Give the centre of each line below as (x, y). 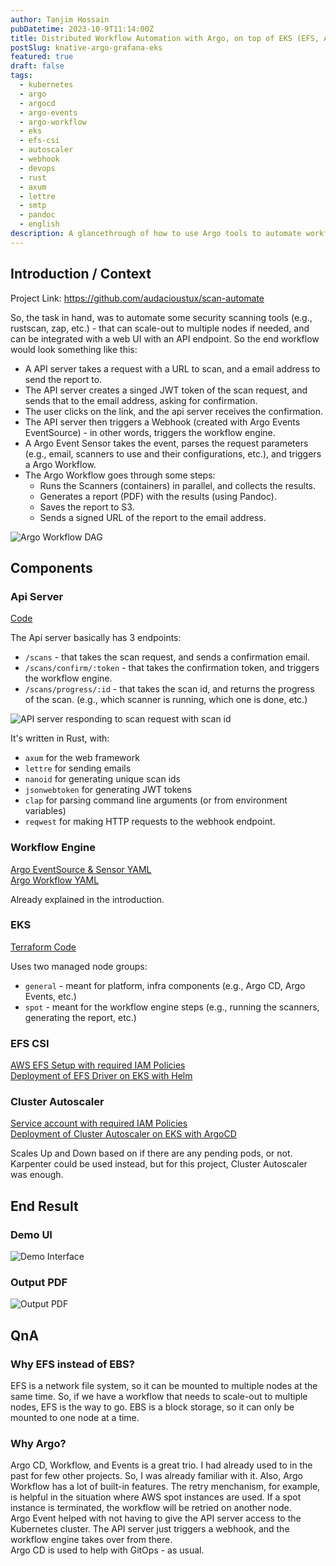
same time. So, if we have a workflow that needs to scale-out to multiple (159, 1397)
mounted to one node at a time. (75, 1418)
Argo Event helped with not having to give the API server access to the (156, 1518)
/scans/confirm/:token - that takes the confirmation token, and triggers (172, 668)
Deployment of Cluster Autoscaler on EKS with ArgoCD (123, 1134)
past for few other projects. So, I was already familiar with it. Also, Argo (156, 1476)
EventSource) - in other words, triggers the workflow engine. (150, 432)
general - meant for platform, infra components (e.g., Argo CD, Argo (165, 985)
